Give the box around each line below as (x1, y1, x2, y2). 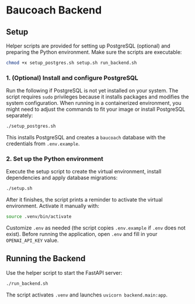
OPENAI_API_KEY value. (6, 237, 59, 244)
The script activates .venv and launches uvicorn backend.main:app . (6, 291, 168, 298)
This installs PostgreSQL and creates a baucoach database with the (6, 134, 166, 141)
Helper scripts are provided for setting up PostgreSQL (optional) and (6, 42, 170, 49)
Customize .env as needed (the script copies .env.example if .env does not (6, 224, 186, 231)
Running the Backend (6, 254, 86, 264)
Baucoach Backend (6, 4, 102, 17)
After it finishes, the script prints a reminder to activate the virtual (6, 196, 163, 203)
